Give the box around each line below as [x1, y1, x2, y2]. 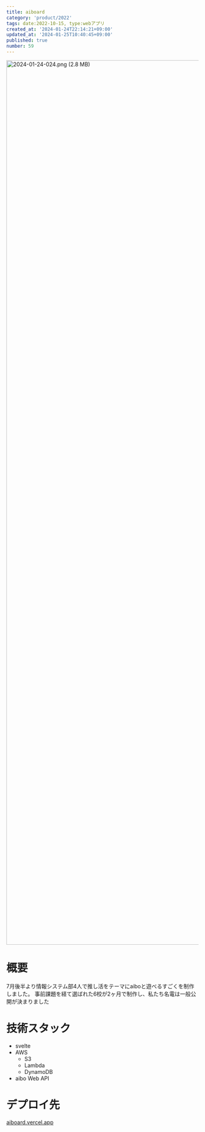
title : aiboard [6, 9, 45, 15]
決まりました [16, 997, 49, 1005]
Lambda [24, 1062, 45, 1069]
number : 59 [6, 43, 34, 50]
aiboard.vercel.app [6, 1119, 54, 1126]
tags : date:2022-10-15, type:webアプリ [6, 20, 105, 26]
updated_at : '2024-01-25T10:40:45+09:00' [6, 32, 113, 38]
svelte [15, 1042, 31, 1049]
